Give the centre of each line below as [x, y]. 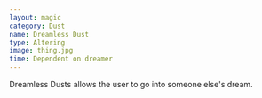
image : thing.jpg [41, 51]
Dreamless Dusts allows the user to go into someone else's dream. [131, 84]
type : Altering [37, 42]
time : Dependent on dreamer [61, 59]
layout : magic [36, 17]
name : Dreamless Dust [49, 34]
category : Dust [37, 26]
